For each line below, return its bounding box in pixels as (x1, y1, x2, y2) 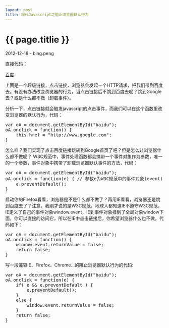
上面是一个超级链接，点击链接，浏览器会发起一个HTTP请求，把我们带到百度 (5, 82, 163, 88)
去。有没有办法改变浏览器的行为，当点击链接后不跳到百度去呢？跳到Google (5, 89, 162, 95)
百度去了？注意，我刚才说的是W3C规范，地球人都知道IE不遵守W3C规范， (9, 203, 162, 209)
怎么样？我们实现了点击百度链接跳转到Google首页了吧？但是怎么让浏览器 (5, 147, 157, 153)
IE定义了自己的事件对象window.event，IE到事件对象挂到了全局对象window (5, 209, 160, 215)
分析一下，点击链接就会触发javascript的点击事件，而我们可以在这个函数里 (5, 105, 158, 112)
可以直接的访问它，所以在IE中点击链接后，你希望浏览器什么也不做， (18, 215, 160, 222)
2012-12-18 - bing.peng (5, 50, 54, 57)
